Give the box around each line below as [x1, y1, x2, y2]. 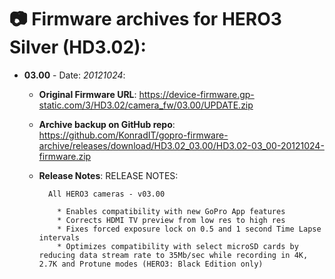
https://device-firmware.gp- [138, 88, 255, 100]
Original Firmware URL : [38, 88, 137, 100]
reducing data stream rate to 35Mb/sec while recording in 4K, [38, 250, 309, 260]
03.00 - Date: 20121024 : [23, 69, 126, 81]
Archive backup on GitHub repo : [38, 118, 176, 130]
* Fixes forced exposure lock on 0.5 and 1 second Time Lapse [57, 224, 322, 234]
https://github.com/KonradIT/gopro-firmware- [38, 129, 229, 141]
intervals [38, 232, 81, 243]
